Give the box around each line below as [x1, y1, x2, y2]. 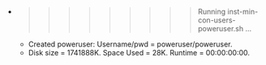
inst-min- [226, 7, 259, 16]
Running [197, 7, 226, 16]
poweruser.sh [197, 24, 244, 33]
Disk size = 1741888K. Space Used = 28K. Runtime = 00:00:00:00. [28, 48, 250, 57]
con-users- [197, 15, 237, 25]
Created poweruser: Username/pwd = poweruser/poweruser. [28, 39, 233, 49]
